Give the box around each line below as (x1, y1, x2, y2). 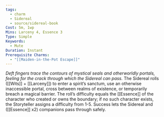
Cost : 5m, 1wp (5, 25, 35, 30)
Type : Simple (5, 35, 32, 39)
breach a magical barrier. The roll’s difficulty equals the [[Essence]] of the (5, 91, 154, 97)
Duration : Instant (5, 48, 43, 53)
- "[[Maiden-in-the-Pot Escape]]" (10, 57, 80, 62)
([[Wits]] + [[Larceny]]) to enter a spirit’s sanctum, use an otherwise (5, 81, 142, 87)
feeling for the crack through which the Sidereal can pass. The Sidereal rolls (5, 76, 159, 81)
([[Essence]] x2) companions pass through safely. (5, 107, 106, 113)
